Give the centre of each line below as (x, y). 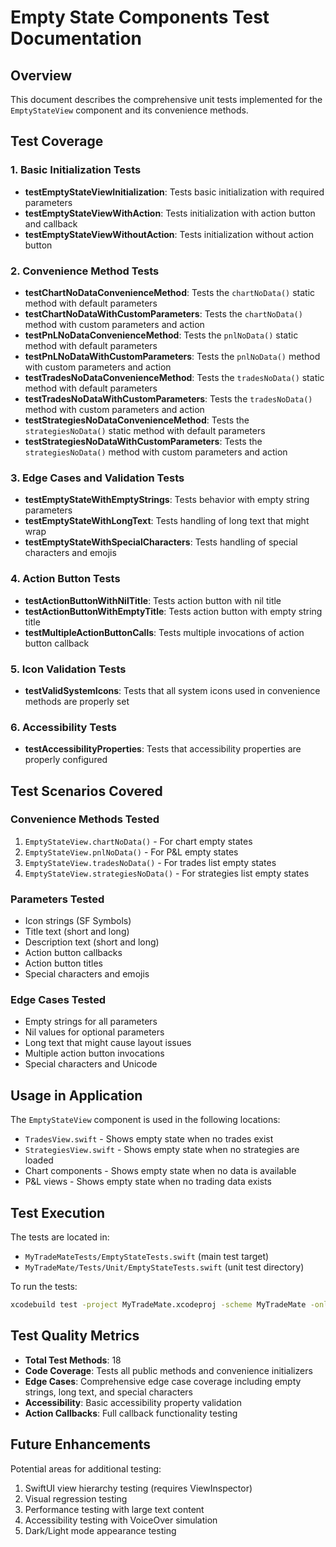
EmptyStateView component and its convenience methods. (129, 110)
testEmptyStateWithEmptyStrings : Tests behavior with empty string (167, 500)
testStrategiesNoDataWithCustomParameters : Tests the (143, 441)
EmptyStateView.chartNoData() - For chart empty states (138, 841)
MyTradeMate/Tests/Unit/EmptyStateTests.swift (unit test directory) (164, 1267)
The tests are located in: (60, 1237)
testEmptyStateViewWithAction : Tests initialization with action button (170, 213)
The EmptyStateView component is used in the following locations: (145, 1120)
